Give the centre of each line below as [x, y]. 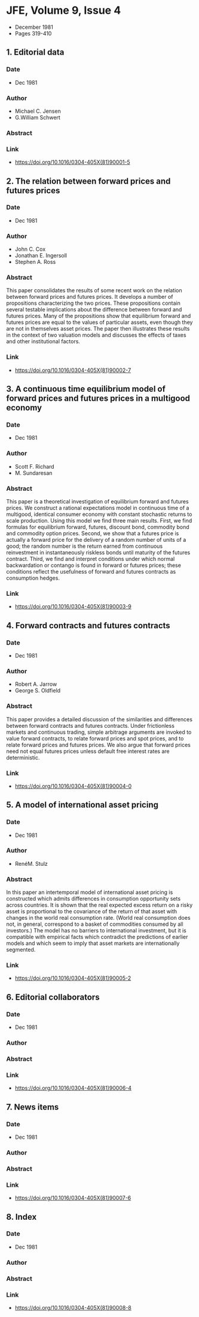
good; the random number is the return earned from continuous [85, 546]
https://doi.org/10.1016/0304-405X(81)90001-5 [72, 162]
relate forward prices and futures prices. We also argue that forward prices [99, 745]
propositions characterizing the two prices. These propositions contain [93, 303]
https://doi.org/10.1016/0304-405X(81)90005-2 [73, 978]
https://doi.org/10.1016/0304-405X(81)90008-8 [73, 1307]
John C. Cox [30, 249]
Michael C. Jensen [38, 111]
